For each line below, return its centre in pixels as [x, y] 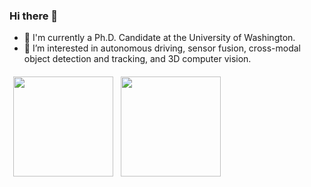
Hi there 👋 [34, 16]
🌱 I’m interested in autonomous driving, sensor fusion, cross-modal [162, 48]
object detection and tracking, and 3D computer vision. [137, 59]
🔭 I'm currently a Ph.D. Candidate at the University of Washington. [159, 38]
